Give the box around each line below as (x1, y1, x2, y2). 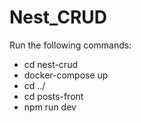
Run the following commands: (9, 39, 132, 51)
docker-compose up (23, 69, 109, 81)
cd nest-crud (23, 58, 78, 70)
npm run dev (23, 101, 77, 113)
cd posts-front (23, 90, 84, 102)
